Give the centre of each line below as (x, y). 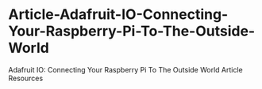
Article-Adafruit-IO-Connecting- (118, 15)
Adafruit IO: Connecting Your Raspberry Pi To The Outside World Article (126, 69)
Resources (26, 78)
